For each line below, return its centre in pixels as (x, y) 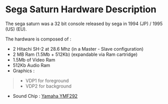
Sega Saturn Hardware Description (81, 9)
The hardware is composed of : (38, 39)
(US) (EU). (16, 29)
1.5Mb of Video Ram (34, 59)
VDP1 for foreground (47, 80)
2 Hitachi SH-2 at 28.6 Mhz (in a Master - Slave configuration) (78, 49)
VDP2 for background (48, 86)
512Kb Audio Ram (31, 65)
